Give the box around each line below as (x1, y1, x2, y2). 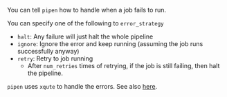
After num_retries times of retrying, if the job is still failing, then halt (27, 62, 220, 69)
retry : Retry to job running (17, 54, 93, 63)
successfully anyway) (17, 47, 80, 55)
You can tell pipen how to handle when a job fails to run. (7, 6, 167, 14)
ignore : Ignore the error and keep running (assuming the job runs (17, 40, 203, 47)
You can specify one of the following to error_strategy (7, 19, 164, 27)
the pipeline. (27, 69, 64, 77)
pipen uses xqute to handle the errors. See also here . (7, 83, 158, 90)
